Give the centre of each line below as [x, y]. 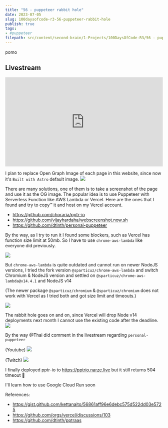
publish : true [20, 24]
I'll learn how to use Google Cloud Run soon [50, 385]
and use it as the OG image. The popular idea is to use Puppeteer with [77, 194]
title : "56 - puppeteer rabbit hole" [44, 10]
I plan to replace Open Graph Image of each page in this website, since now [83, 173]
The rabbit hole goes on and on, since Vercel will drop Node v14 [71, 315]
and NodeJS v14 [55, 281]
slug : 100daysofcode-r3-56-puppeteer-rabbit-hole [58, 19]
